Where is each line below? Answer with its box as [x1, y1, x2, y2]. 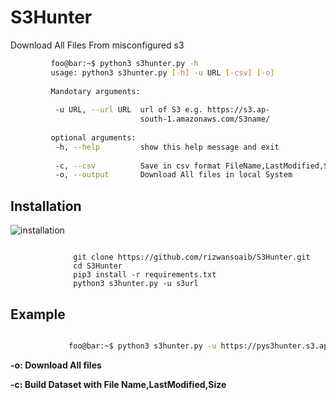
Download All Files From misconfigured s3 [10, 39, 185, 51]
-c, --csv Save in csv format [54, 161, 222, 171]
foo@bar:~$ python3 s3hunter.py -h [50, 58, 199, 68]
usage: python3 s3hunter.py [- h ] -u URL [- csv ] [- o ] [50, 67, 275, 78]
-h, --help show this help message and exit [54, 142, 280, 152]
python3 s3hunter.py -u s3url [73, 279, 199, 289]
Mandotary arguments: [50, 86, 141, 96]
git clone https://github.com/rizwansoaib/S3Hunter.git [73, 252, 311, 263]
